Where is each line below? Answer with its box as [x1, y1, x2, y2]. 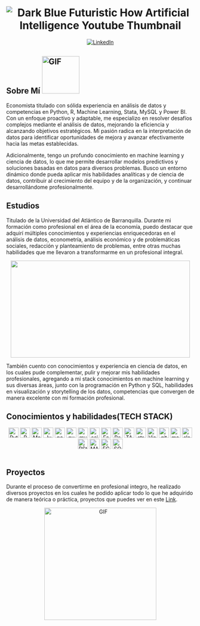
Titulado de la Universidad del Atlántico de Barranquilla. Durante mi [6, 216, 171, 224]
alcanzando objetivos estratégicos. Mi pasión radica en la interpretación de [6, 127, 191, 134]
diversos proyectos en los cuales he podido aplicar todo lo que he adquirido [6, 489, 193, 497]
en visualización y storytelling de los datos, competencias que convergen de [6, 388, 195, 395]
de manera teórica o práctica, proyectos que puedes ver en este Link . [6, 496, 178, 503]
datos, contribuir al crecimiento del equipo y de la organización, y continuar [6, 177, 192, 184]
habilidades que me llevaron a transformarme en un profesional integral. [6, 249, 184, 256]
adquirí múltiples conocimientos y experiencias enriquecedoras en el [6, 229, 176, 237]
